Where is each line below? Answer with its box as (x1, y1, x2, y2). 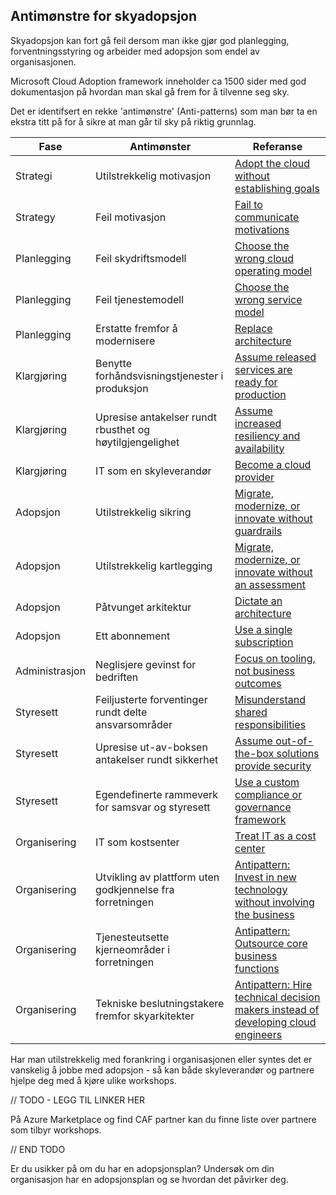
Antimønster (129, 139, 192, 153)
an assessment (234, 577, 306, 591)
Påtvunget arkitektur (95, 600, 192, 614)
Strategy (15, 210, 56, 224)
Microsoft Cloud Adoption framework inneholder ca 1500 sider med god (10, 75, 307, 87)
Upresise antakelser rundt (95, 410, 217, 424)
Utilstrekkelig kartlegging (95, 559, 213, 573)
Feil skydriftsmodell (95, 251, 187, 265)
